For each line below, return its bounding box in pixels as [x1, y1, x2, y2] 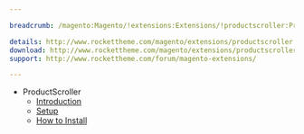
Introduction [35, 96, 82, 107]
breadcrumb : [9, 21, 54, 30]
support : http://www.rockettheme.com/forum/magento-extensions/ [9, 54, 257, 63]
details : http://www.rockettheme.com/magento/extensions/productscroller [9, 37, 294, 46]
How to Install [35, 115, 88, 126]
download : [9, 46, 47, 55]
